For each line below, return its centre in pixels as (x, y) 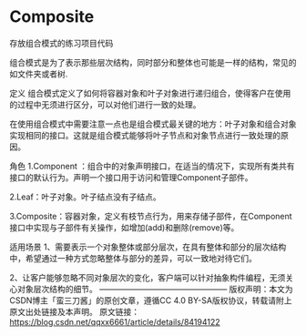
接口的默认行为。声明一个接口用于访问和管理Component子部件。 (131, 177)
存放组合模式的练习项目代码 (61, 43)
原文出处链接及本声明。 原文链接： (74, 311)
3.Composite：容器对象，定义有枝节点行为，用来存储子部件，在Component (151, 216)
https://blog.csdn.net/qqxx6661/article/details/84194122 (115, 321)
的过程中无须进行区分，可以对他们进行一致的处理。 (105, 104)
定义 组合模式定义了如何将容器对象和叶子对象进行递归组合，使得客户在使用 (150, 93)
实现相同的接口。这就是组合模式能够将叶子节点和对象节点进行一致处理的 (145, 135)
